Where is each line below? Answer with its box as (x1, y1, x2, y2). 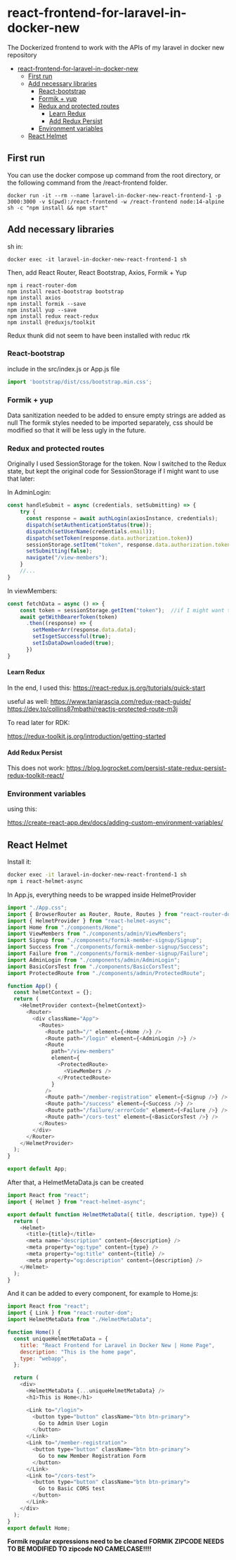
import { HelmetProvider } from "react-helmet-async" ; (7, 917, 171, 924)
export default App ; (7, 1165, 68, 1172)
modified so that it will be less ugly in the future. (7, 426, 146, 435)
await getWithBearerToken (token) (20, 613, 118, 621)
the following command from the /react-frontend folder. (7, 178, 169, 187)
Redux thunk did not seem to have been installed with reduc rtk (7, 331, 190, 340)
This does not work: (7, 764, 65, 772)
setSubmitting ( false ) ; (25, 547, 93, 555)
